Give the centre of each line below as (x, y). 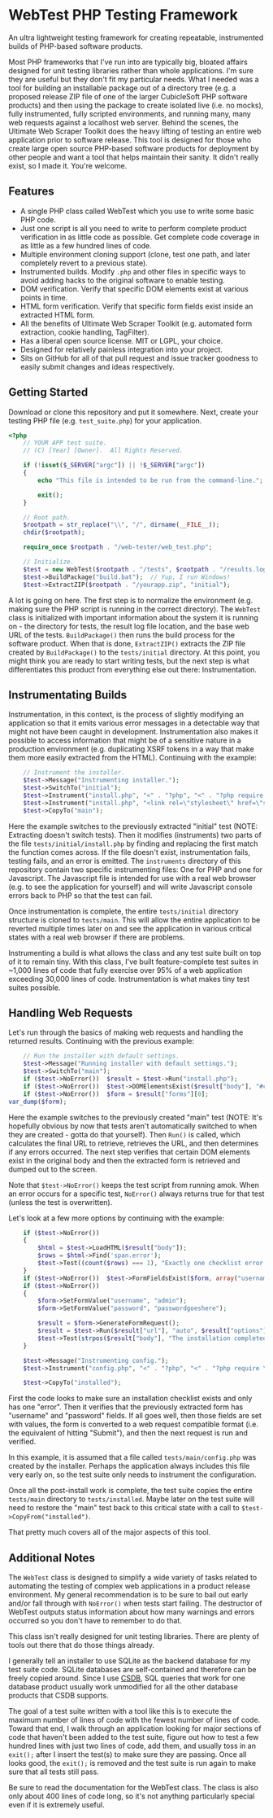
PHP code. (38, 219)
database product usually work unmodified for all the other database (123, 1687)
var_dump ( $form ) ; (38, 1102)
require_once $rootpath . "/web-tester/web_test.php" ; (118, 547)
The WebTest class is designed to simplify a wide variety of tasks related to (133, 1578)
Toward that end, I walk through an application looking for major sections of (135, 1728)
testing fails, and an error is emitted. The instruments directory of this (125, 861)
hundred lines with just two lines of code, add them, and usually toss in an (132, 1746)
